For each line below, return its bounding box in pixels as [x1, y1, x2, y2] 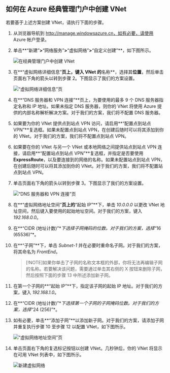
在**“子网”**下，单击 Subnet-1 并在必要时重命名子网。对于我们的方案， [13, 242, 163, 248]
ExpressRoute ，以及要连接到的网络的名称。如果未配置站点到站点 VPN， [13, 157, 165, 163]
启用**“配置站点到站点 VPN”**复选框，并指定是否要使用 [26, 150, 144, 156]
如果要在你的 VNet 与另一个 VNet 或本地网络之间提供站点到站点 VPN [13, 144, 157, 150]
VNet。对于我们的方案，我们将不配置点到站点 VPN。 [19, 133, 129, 139]
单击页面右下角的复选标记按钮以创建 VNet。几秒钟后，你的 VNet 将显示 [13, 345, 163, 351]
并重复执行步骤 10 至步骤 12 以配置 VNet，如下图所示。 [13, 323, 128, 329]
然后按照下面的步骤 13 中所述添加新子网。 [25, 272, 113, 278]
